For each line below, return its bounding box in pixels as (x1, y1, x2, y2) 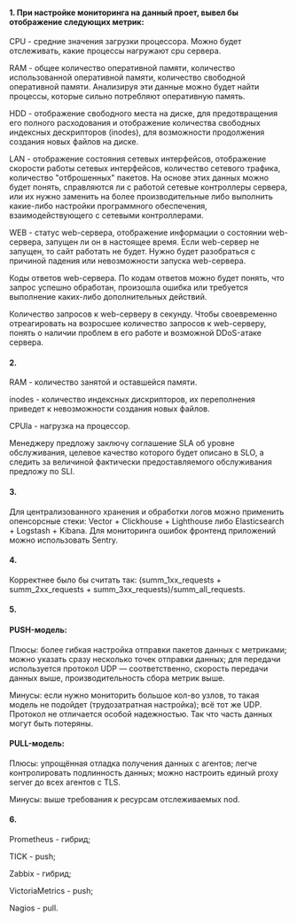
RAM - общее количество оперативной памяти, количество (9, 63, 236, 74)
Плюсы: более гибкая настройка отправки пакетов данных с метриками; (9, 644, 287, 655)
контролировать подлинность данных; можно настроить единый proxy (9, 767, 279, 777)
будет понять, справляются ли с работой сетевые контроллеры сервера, (9, 182, 288, 192)
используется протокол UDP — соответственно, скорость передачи (9, 663, 269, 674)
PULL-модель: (9, 738, 65, 749)
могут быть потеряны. (9, 718, 94, 729)
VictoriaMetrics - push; (9, 886, 94, 896)
